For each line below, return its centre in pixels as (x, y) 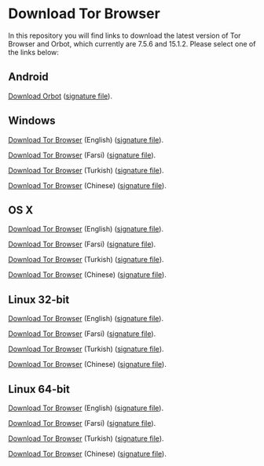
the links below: (33, 52)
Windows (32, 121)
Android (28, 77)
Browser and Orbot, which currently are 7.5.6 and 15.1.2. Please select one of (132, 43)
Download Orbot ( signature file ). (60, 96)
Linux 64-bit (39, 389)
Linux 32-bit (39, 300)
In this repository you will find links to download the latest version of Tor (125, 35)
